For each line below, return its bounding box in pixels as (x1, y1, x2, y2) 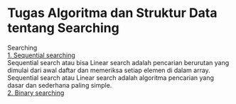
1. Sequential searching (7, 51, 76, 59)
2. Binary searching (7, 88, 65, 97)
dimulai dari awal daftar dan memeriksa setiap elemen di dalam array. (7, 66, 211, 74)
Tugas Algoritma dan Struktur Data (7, 5, 218, 21)
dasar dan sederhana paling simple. (7, 81, 112, 89)
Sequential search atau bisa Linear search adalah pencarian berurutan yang (7, 58, 230, 67)
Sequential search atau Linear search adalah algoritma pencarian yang (7, 73, 215, 82)
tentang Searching (7, 20, 119, 36)
